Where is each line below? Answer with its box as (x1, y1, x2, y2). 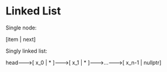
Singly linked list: (5, 47, 47, 55)
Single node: (5, 24, 37, 31)
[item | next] (5, 35, 36, 43)
